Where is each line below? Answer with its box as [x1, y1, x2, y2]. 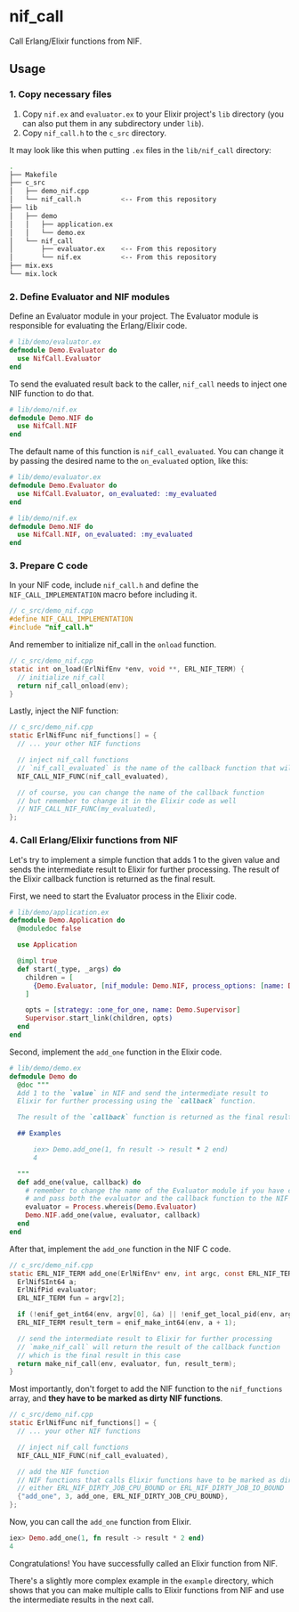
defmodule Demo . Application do [9, 916, 125, 925]
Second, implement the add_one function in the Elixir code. [9, 1046, 222, 1057]
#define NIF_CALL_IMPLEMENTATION [9, 615, 133, 624]
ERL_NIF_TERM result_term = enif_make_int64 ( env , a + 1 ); [17, 1318, 238, 1328]
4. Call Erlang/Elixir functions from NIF [9, 834, 179, 847]
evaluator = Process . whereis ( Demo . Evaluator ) [25, 1202, 198, 1212]
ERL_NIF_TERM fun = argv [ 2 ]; [17, 1294, 125, 1303]
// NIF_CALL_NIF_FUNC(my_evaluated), [17, 804, 158, 814]
